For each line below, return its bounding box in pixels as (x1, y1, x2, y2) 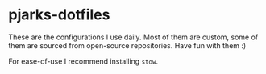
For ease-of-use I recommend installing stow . (8, 56, 159, 66)
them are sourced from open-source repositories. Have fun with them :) (8, 40, 247, 50)
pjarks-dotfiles (8, 6, 110, 24)
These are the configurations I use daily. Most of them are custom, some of (8, 32, 259, 42)
